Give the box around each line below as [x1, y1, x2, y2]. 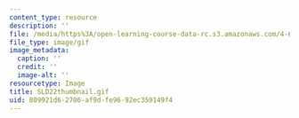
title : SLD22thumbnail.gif [9, 87, 109, 96]
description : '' [9, 21, 69, 30]
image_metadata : [9, 46, 69, 55]
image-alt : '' [17, 71, 69, 80]
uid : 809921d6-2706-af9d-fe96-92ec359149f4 [9, 95, 174, 105]
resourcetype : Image [9, 79, 86, 88]
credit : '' [17, 63, 58, 72]
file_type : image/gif [9, 37, 90, 47]
